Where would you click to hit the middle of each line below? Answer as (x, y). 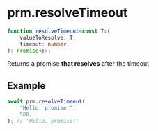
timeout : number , (45, 44)
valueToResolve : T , (48, 37)
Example (26, 86)
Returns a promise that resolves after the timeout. (79, 64)
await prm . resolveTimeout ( (46, 102)
